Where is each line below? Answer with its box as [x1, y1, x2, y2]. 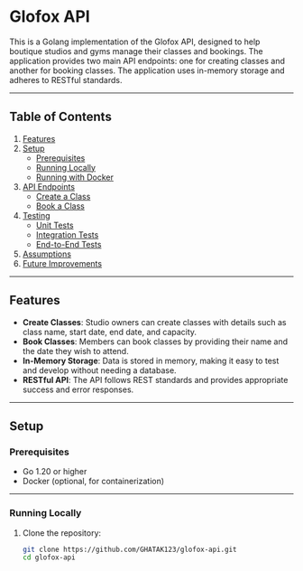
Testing [22, 210, 51, 220]
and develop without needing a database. [22, 364, 178, 376]
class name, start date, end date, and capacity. [22, 326, 197, 337]
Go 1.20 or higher [22, 466, 87, 477]
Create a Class [35, 191, 91, 201]
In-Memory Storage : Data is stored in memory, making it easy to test [22, 355, 280, 366]
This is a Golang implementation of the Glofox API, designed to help [9, 36, 261, 47]
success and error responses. [22, 384, 134, 395]
